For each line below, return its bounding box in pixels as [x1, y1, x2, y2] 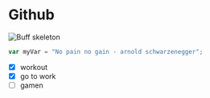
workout [19, 62, 48, 71]
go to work [19, 71, 56, 81]
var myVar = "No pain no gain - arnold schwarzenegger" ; [8, 47, 204, 55]
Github [8, 6, 55, 24]
